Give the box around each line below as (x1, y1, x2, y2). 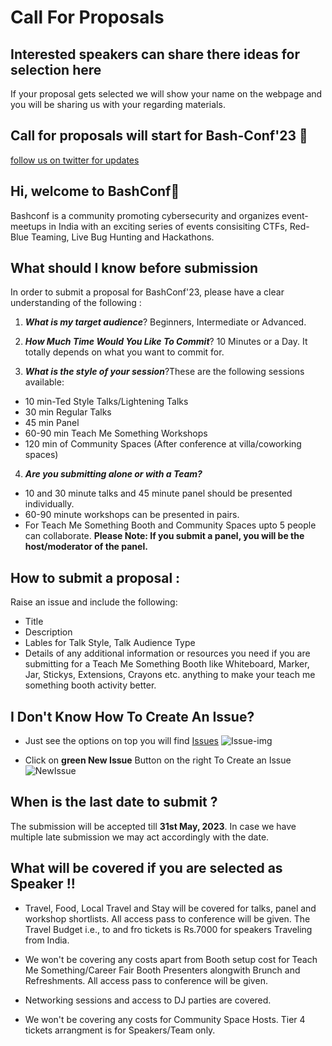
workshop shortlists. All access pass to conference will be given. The (24, 912, 311, 925)
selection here (10, 61, 102, 78)
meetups (10, 220, 47, 232)
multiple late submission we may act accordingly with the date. (10, 831, 270, 843)
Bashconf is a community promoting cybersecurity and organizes (10, 209, 280, 221)
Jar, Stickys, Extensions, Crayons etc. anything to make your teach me (24, 669, 316, 681)
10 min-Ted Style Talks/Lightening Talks (24, 396, 189, 408)
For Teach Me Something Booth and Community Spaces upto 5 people (24, 519, 317, 531)
